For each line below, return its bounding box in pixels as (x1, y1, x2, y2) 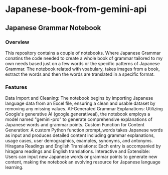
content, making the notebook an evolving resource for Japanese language (5, 159, 160, 165)
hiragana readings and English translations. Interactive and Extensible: (5, 148, 150, 154)
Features (5, 84, 28, 91)
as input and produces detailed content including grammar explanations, (5, 132, 155, 138)
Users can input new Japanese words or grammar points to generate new (5, 154, 157, 160)
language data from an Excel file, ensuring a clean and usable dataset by (5, 100, 155, 106)
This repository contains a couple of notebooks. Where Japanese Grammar (5, 50, 161, 56)
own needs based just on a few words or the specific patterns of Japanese (5, 60, 160, 66)
